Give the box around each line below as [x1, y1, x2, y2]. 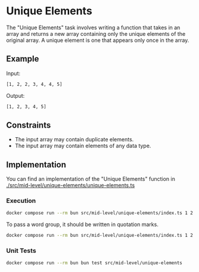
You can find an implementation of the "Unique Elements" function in [6, 175, 176, 183]
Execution [6, 197, 36, 205]
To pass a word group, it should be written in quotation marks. [6, 221, 159, 228]
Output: [6, 92, 25, 99]
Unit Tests [6, 246, 37, 255]
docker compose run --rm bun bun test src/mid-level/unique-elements [6, 260, 183, 266]
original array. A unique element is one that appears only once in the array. [6, 36, 189, 44]
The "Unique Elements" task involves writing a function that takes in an [6, 24, 181, 31]
